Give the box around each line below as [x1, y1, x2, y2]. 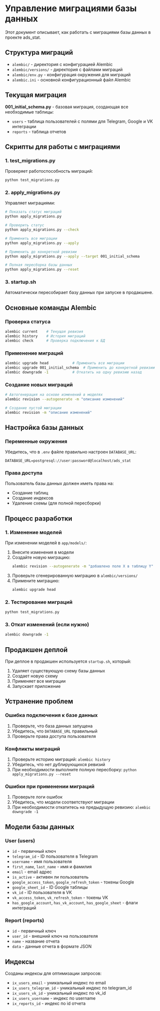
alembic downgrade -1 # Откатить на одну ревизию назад [5, 370, 142, 375]
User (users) [5, 837, 35, 844]
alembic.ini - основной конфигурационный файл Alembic [12, 77, 131, 82]
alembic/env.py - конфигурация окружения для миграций [12, 71, 131, 78]
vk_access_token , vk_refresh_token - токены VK [12, 895, 108, 900]
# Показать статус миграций [5, 210, 62, 214]
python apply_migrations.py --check [5, 228, 79, 232]
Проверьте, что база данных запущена [12, 723, 93, 729]
